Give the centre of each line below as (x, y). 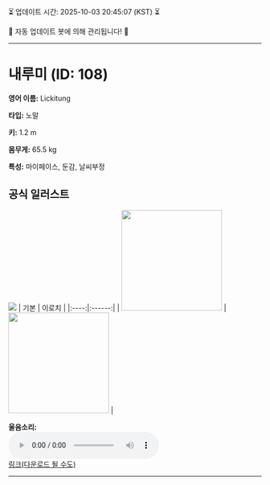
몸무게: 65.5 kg (33, 149)
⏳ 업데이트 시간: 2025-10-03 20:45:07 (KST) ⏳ (84, 12)
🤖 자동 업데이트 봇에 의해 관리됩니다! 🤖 (69, 31)
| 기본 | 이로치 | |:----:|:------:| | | (122, 307)
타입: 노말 (24, 115)
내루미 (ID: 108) (58, 74)
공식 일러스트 (39, 194)
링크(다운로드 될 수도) (42, 464)
